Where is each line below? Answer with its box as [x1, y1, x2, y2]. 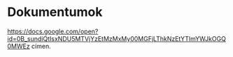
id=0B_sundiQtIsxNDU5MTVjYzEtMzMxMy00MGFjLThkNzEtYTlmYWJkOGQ [7, 34, 226, 42]
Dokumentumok [7, 4, 103, 20]
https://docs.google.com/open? [7, 27, 99, 35]
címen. [31, 42, 51, 50]
